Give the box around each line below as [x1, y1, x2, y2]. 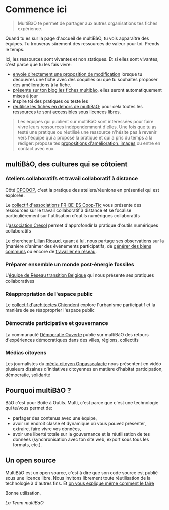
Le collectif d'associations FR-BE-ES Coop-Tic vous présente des [5, 202, 142, 208]
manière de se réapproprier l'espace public [5, 307, 95, 313]
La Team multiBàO [5, 500, 44, 506]
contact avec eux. [17, 145, 55, 151]
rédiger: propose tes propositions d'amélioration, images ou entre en [17, 140, 160, 146]
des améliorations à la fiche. [12, 82, 72, 88]
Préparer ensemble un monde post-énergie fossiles [5, 261, 135, 268]
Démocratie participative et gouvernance [5, 320, 108, 327]
